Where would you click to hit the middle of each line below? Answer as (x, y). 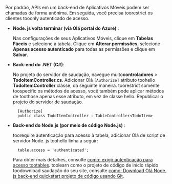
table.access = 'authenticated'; (53, 150)
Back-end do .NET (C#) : (38, 65)
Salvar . (20, 54)
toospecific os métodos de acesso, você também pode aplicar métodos (88, 91)
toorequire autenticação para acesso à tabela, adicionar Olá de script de (89, 135)
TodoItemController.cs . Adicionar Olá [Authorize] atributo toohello (84, 80)
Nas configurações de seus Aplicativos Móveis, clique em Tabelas (83, 38)
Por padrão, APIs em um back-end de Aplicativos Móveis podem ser (77, 7)
